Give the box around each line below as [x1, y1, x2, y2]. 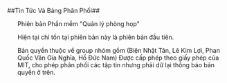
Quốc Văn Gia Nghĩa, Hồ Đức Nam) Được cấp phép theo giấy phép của [17, 54, 219, 62]
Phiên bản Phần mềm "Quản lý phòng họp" [17, 20, 140, 27]
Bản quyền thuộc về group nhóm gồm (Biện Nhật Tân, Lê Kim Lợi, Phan [17, 47, 220, 54]
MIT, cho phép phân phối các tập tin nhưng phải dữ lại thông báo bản [17, 61, 215, 69]
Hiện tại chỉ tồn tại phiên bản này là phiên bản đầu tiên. [17, 33, 174, 41]
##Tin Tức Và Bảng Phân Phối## [7, 7, 100, 14]
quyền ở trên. [17, 69, 55, 76]
